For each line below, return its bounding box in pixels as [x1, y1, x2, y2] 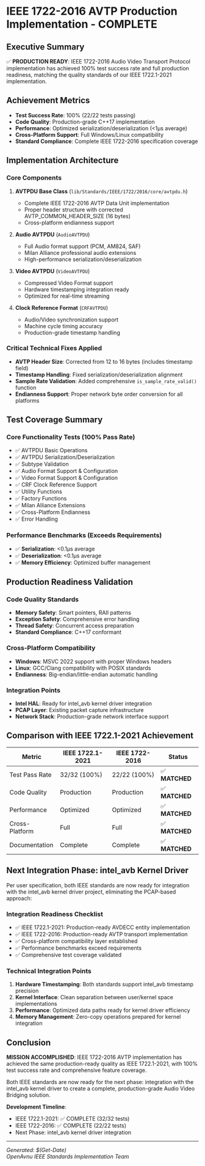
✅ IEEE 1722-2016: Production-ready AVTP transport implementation [15, 930, 188, 937]
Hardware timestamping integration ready [24, 285, 129, 293]
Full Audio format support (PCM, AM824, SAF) [24, 243, 141, 250]
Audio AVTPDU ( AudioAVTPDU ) [15, 230, 90, 238]
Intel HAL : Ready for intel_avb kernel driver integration [15, 700, 153, 707]
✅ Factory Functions [15, 495, 67, 502]
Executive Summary [6, 42, 85, 52]
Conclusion [6, 1037, 51, 1047]
